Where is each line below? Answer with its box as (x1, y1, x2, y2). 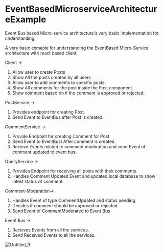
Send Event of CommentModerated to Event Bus (12, 208, 110, 214)
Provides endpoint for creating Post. (12, 109, 85, 115)
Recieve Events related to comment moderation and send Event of (12, 143, 146, 149)
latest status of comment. (12, 178, 64, 184)
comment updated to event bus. (12, 149, 77, 155)
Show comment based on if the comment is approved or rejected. (12, 90, 145, 96)
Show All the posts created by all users (12, 74, 91, 80)
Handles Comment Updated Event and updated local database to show (12, 173, 156, 179)
